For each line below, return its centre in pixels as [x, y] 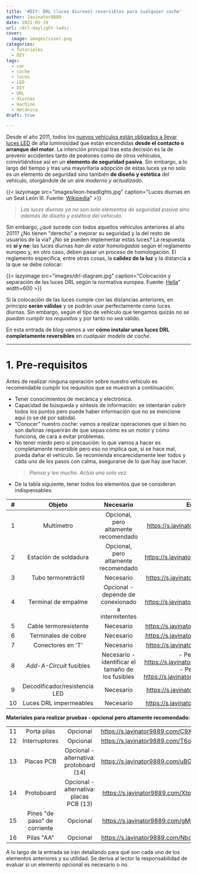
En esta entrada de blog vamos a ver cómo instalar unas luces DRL [88, 330]
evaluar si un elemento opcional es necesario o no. [67, 865]
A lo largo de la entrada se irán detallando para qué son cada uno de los [93, 852]
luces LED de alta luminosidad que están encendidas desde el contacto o [95, 143]
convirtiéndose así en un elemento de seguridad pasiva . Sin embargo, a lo [97, 162]
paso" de [40, 821]
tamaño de [118, 669]
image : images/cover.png [42, 39]
